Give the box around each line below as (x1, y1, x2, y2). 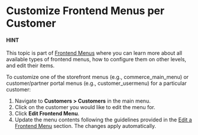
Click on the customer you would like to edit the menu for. (14, 104, 155, 111)
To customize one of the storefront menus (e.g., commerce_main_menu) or (6, 74, 189, 81)
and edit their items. (6, 62, 55, 69)
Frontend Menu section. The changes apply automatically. (14, 123, 157, 130)
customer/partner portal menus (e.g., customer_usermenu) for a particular (6, 80, 187, 87)
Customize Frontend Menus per (6, 4, 165, 18)
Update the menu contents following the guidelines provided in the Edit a (14, 116, 192, 123)
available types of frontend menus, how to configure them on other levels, (6, 56, 187, 63)
